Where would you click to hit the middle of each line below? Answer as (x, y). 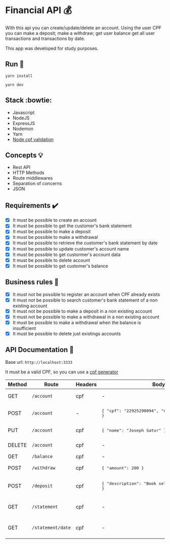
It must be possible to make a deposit (52, 232)
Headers (86, 384)
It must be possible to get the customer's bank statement (72, 226)
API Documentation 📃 (40, 350)
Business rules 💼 (32, 282)
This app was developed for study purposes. (52, 48)
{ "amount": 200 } (123, 468)
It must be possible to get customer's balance (60, 266)
